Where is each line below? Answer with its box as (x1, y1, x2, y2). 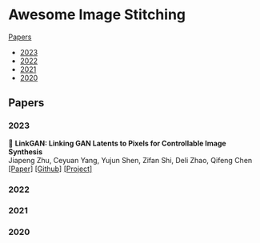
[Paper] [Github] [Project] (8, 164, 93, 173)
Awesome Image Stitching (8, 6, 186, 24)
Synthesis (8, 146, 43, 157)
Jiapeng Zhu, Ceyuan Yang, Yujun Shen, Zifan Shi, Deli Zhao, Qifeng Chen (8, 155, 253, 165)
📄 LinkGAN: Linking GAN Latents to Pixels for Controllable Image (8, 138, 226, 148)
